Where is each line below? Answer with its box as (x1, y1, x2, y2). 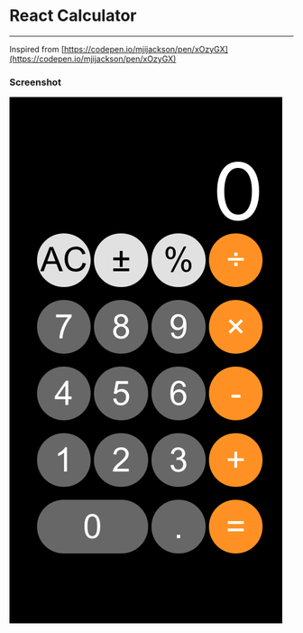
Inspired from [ (9, 43, 65, 54)
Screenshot (9, 76, 61, 88)
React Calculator (9, 5, 137, 26)
